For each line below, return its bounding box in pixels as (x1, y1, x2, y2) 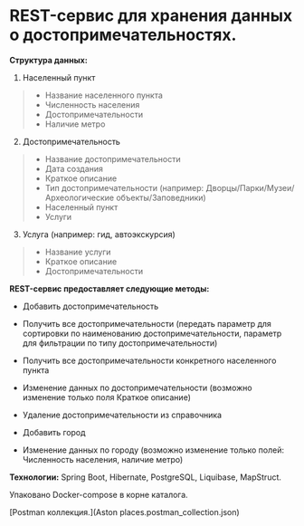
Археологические (44, 192, 115, 203)
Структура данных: (9, 54, 88, 65)
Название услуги (44, 246, 111, 257)
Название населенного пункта (44, 90, 163, 100)
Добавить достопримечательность (22, 301, 159, 311)
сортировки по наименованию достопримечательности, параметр (22, 328, 282, 339)
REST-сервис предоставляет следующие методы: (9, 282, 210, 294)
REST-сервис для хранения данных (9, 5, 293, 26)
